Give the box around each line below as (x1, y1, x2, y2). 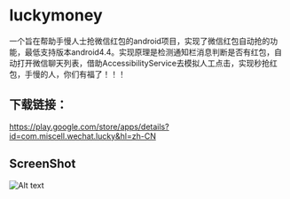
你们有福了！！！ (63, 68, 126, 80)
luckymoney (9, 5, 103, 26)
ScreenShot (9, 157, 76, 172)
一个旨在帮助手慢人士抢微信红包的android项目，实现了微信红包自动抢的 (9, 35, 270, 46)
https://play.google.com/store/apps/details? (9, 121, 170, 132)
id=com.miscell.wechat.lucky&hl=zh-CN (9, 130, 157, 142)
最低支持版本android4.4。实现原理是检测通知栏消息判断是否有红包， (24, 46, 275, 57)
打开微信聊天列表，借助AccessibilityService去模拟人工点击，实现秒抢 (16, 57, 270, 68)
